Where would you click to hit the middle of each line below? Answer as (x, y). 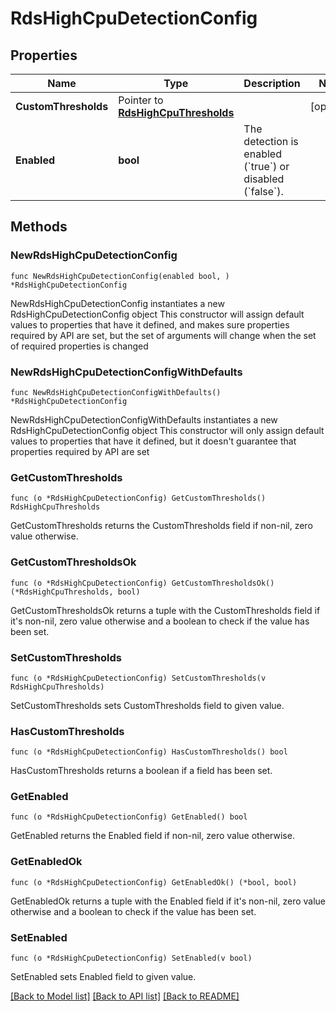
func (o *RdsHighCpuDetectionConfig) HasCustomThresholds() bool (149, 752)
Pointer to (141, 100)
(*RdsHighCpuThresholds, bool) (75, 592)
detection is (271, 141)
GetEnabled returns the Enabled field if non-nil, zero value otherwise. (152, 836)
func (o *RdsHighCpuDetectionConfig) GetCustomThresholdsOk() (142, 583)
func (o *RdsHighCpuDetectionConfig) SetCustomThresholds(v (138, 678)
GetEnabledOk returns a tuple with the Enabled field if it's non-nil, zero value (168, 901)
